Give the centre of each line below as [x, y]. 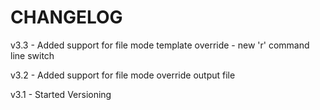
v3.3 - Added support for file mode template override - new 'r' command [160, 45]
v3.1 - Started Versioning [61, 94]
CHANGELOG [66, 17]
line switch [32, 55]
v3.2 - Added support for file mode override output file [123, 75]
